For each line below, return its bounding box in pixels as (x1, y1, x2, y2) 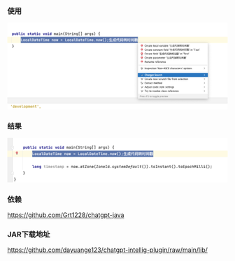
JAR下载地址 (7, 230, 50, 239)
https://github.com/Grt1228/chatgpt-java (7, 211, 124, 219)
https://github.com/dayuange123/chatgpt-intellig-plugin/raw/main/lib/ (7, 246, 208, 254)
